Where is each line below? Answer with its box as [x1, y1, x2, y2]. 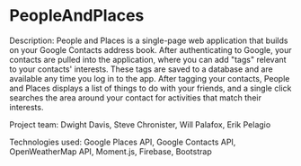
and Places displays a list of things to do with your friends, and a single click [9, 83, 292, 93]
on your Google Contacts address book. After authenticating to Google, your [9, 44, 292, 55]
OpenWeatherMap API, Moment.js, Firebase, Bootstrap [9, 145, 213, 157]
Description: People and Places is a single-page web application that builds [9, 35, 288, 46]
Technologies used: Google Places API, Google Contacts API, [9, 136, 236, 147]
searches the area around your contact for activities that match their [9, 92, 262, 103]
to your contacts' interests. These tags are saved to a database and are [9, 64, 274, 74]
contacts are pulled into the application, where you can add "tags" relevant [9, 54, 287, 65]
